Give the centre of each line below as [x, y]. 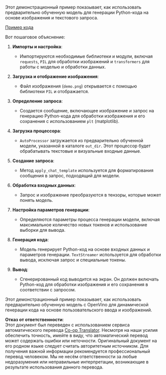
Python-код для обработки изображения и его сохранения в [84, 284]
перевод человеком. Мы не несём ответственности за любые [71, 357]
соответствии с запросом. [48, 290]
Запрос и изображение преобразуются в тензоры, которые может [90, 195]
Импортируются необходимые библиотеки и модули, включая [86, 56]
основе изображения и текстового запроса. [52, 18]
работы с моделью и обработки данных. [63, 67]
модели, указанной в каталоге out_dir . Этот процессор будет [85, 146]
